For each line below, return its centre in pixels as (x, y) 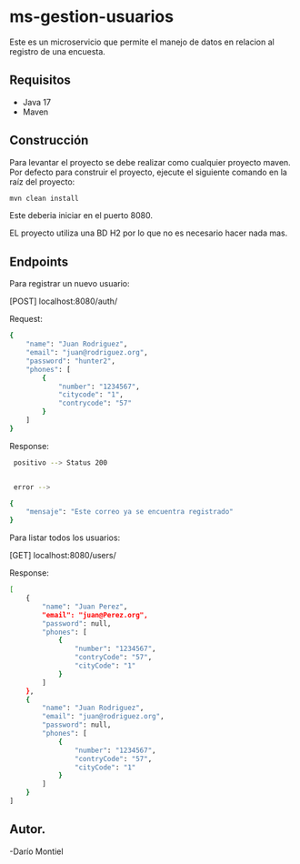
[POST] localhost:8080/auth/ (64, 301)
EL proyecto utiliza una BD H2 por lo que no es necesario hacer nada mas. (149, 233)
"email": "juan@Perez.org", (95, 615)
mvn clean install (44, 198)
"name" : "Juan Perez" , (85, 607)
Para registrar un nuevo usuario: (70, 284)
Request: (26, 319)
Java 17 (37, 102)
